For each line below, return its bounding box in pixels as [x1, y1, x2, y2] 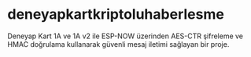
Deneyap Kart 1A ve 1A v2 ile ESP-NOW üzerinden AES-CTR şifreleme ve [7, 31, 244, 41]
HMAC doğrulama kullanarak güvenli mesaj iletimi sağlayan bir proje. [7, 39, 230, 48]
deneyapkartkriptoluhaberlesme [7, 5, 225, 23]
